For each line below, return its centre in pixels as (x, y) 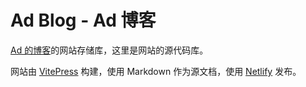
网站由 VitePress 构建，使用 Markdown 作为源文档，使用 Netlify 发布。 (156, 71)
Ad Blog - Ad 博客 (83, 20)
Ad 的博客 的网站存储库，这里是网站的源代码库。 (109, 50)
